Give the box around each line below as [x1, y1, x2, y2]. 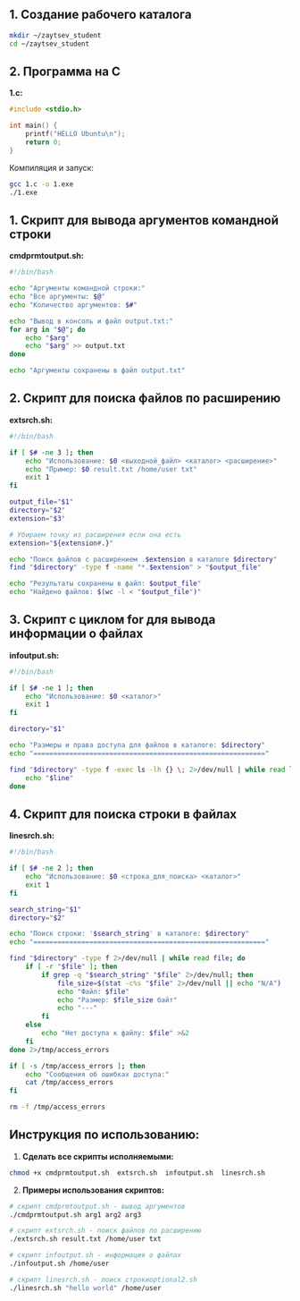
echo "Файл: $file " [56, 987, 129, 996]
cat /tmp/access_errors [25, 1078, 114, 1087]
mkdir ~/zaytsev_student [9, 30, 102, 39]
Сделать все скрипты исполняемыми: [21, 1151, 174, 1161]
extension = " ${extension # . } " [9, 539, 114, 548]
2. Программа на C [9, 64, 121, 79]
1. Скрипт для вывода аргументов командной [9, 212, 279, 227]
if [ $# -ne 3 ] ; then [9, 447, 94, 457]
